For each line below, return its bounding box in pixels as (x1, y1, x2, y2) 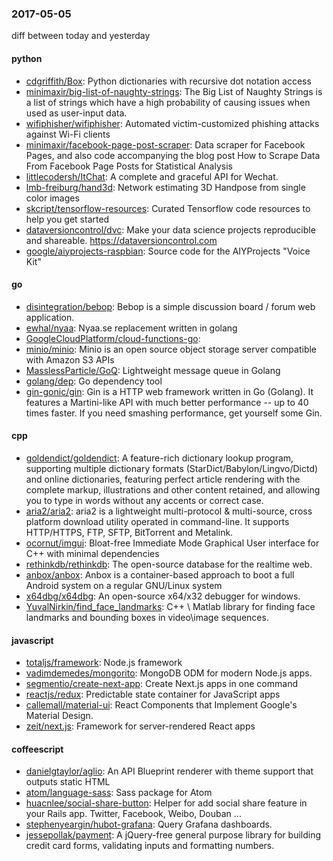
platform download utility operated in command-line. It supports (25, 515, 290, 527)
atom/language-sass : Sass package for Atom (25, 787, 213, 799)
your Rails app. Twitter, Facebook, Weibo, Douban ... (25, 808, 242, 820)
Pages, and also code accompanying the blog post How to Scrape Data (25, 149, 321, 161)
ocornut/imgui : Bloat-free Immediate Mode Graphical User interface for (25, 537, 320, 549)
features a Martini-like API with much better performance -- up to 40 (25, 396, 309, 408)
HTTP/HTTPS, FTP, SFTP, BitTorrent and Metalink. (25, 526, 234, 538)
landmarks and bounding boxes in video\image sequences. (25, 611, 269, 623)
